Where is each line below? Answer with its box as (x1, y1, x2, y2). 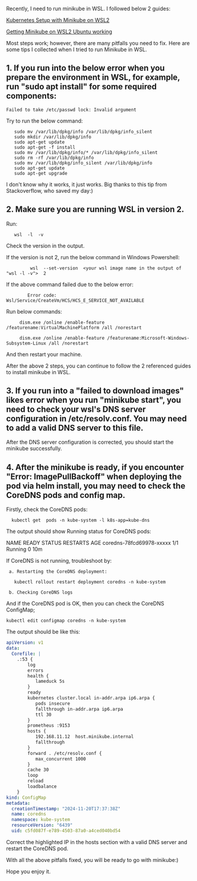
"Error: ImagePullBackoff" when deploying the (6, 471, 182, 481)
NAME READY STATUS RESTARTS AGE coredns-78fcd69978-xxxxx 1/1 (6, 540, 179, 547)
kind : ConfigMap (6, 794, 46, 801)
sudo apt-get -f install (14, 144, 76, 151)
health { (27, 673, 49, 679)
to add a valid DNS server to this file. (6, 423, 144, 433)
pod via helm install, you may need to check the (6, 481, 186, 491)
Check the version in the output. (6, 242, 85, 249)
